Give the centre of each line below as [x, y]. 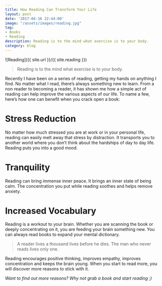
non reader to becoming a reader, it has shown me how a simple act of [76, 89]
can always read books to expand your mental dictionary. [63, 234]
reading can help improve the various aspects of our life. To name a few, [77, 94]
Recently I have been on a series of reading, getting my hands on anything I [81, 78]
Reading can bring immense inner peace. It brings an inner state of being [78, 181]
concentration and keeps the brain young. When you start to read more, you [81, 264]
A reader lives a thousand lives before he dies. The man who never [84, 244]
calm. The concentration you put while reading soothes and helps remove [79, 186]
